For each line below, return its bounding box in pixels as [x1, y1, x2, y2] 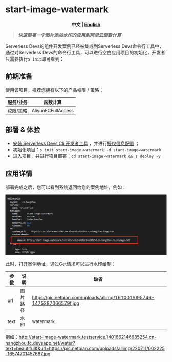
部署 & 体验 [5, 126, 40, 134]
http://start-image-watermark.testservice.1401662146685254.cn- [18, 334, 157, 340]
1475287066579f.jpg [32, 300, 79, 306]
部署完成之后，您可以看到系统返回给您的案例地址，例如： [5, 184, 126, 190]
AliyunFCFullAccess [31, 108, 74, 113]
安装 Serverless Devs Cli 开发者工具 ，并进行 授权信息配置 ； [12, 140, 140, 146]
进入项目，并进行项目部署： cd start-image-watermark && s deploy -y [12, 153, 161, 159]
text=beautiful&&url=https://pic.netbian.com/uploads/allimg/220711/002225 [5, 345, 165, 351]
